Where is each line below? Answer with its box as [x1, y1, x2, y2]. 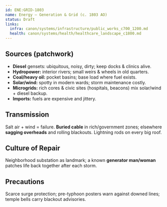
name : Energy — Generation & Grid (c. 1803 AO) [5, 12, 108, 17]
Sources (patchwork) [5, 50, 74, 58]
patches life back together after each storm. [5, 163, 97, 169]
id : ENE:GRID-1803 [5, 7, 44, 13]
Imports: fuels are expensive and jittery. [12, 95, 97, 101]
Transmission [5, 110, 50, 119]
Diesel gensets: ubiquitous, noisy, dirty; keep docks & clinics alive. [12, 63, 152, 69]
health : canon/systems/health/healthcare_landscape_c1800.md [10, 31, 142, 36]
